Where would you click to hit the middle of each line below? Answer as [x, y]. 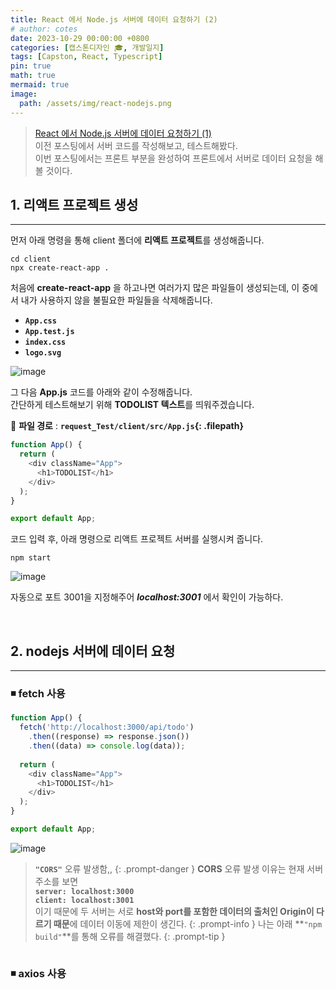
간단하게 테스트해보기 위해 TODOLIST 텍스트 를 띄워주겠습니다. [132, 405]
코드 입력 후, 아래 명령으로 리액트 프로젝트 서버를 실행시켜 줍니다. [137, 539]
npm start [31, 558]
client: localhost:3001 [84, 900]
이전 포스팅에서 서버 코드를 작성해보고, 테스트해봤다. [136, 145]
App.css [40, 321]
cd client [31, 259]
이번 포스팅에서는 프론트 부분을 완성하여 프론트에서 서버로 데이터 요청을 [173, 158]
